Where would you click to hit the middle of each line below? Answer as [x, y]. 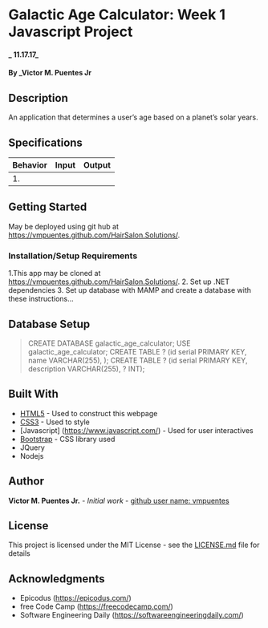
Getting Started [48, 207]
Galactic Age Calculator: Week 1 [117, 15]
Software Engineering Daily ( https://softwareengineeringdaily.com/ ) [132, 615]
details [19, 553]
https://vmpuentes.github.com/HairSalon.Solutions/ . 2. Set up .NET [119, 282]
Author [26, 482]
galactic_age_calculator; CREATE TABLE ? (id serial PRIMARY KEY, [137, 351]
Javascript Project [71, 32]
